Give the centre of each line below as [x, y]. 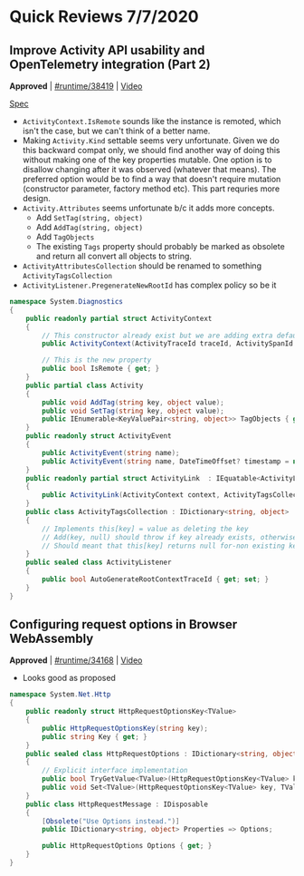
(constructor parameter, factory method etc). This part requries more [151, 189]
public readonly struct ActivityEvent [99, 436]
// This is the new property [97, 360]
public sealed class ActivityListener [99, 563]
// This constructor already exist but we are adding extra [157, 336]
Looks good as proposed [69, 678]
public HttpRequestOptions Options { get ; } [127, 846]
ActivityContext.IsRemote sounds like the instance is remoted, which [152, 121]
